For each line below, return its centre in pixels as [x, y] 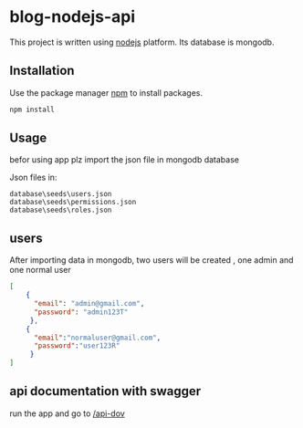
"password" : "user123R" [77, 346]
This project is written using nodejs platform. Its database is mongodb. [142, 42]
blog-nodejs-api [72, 17]
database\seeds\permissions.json [73, 203]
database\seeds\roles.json [61, 210]
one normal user [40, 270]
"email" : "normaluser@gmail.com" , [97, 338]
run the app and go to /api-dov [67, 413]
